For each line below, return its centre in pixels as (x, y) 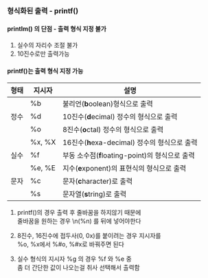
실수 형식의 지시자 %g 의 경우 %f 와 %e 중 (74, 259)
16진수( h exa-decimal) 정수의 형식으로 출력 (130, 142)
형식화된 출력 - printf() (43, 10)
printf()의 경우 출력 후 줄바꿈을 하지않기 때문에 (79, 213)
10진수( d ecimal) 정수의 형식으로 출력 (120, 117)
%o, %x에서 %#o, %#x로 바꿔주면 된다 (71, 244)
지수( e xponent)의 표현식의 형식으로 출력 (125, 169)
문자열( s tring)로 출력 (95, 194)
